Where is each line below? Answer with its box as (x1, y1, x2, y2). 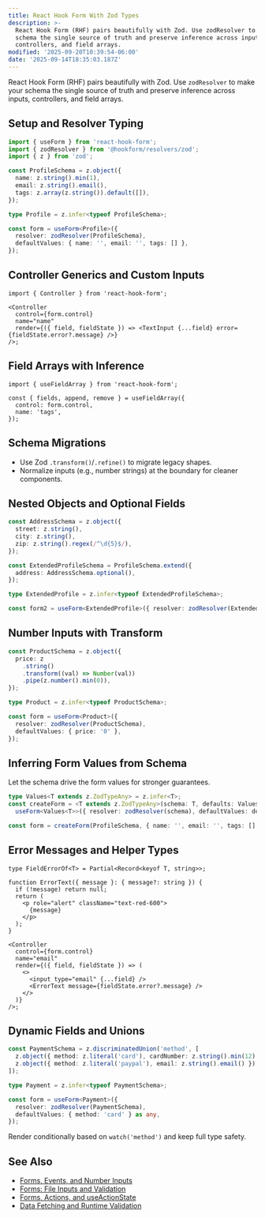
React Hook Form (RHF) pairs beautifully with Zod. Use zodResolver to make (8, 77, 255, 87)
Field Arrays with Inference (8, 359, 144, 373)
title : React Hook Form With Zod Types (8, 11, 140, 20)
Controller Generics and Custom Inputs (8, 269, 205, 282)
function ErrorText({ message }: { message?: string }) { (8, 878, 203, 886)
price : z (15, 655, 44, 663)
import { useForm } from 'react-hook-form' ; (8, 137, 157, 146)
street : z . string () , (15, 525, 83, 533)
